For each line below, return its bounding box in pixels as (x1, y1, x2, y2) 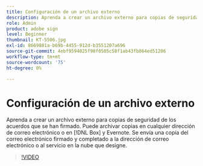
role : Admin (6, 20, 36, 26)
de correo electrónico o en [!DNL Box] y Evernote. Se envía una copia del (6, 129, 188, 136)
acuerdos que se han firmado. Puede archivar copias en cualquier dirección (6, 123, 195, 130)
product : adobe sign (6, 25, 59, 32)
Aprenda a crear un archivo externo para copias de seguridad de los (6, 116, 176, 124)
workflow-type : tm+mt (6, 54, 61, 60)
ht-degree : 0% (6, 65, 42, 71)
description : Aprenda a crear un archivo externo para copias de (6, 14, 174, 21)
